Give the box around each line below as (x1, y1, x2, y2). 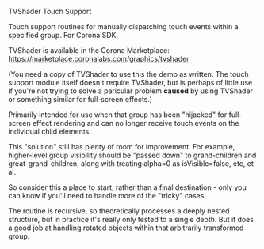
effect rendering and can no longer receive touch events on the (32, 119, 239, 127)
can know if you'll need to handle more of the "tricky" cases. (8, 191, 206, 200)
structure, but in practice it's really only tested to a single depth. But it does (8, 215, 254, 224)
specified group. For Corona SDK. (8, 31, 119, 40)
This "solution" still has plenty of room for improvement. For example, (8, 142, 235, 151)
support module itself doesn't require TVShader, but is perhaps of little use (8, 78, 253, 87)
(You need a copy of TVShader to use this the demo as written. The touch (8, 70, 249, 78)
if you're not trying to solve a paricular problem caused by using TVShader (8, 86, 254, 96)
